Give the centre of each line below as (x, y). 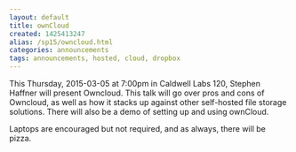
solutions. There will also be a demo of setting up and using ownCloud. (139, 112)
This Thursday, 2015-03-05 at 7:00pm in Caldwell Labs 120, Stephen (135, 84)
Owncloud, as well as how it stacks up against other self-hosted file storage (148, 102)
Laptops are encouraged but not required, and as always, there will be (138, 129)
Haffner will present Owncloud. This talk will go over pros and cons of (137, 93)
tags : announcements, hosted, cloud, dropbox (95, 58)
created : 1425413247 (48, 34)
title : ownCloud (39, 26)
